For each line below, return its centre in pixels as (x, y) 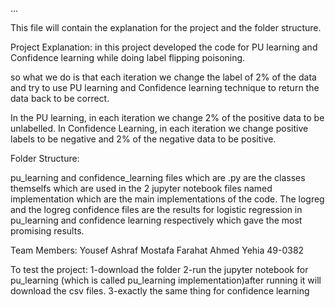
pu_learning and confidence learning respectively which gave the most (156, 220)
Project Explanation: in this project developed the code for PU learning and (164, 47)
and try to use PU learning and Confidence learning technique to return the (165, 87)
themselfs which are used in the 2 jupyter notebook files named (141, 188)
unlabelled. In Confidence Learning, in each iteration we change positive (159, 128)
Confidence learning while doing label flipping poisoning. (128, 57)
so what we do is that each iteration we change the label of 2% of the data (163, 77)
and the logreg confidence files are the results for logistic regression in (156, 209)
